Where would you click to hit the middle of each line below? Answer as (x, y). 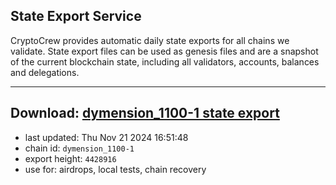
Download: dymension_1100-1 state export (145, 113)
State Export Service (76, 16)
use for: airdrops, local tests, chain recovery (115, 169)
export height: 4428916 (70, 158)
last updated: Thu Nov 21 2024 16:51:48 (106, 137)
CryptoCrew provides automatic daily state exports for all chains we (150, 40)
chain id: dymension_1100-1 (79, 148)
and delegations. (45, 72)
